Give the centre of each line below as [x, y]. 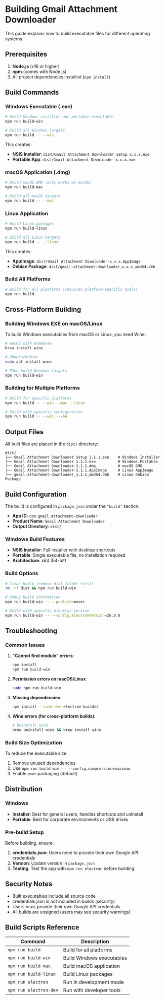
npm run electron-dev [33, 990]
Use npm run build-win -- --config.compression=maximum [71, 768]
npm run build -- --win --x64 [36, 416]
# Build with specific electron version [47, 611]
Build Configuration [36, 494]
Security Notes [29, 884]
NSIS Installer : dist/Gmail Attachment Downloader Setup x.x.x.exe [81, 154]
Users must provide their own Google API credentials [66, 906]
